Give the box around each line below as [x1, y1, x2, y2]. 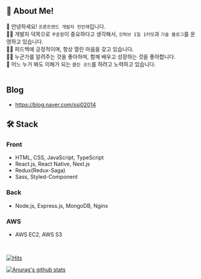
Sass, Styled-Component [14, 173, 78, 181]
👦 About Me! [6, 6, 54, 16]
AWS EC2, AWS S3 [14, 231, 62, 238]
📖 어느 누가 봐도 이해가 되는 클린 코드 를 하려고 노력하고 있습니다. [6, 60, 156, 68]
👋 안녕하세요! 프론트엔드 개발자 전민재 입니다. [6, 22, 106, 30]
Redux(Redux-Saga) [14, 167, 66, 174]
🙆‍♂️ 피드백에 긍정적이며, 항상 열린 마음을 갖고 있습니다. [6, 45, 134, 53]
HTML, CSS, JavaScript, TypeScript [14, 154, 104, 161]
